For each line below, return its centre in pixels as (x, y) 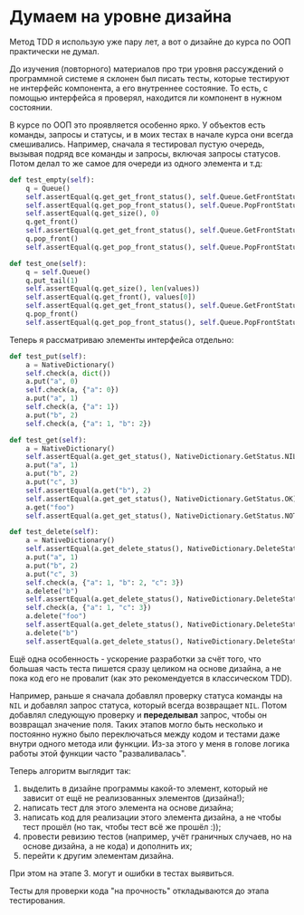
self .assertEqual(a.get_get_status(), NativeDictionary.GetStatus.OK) (161, 499)
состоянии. (31, 107)
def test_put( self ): (48, 356)
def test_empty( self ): (52, 180)
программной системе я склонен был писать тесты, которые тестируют (149, 78)
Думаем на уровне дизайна (121, 17)
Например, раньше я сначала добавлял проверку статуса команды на (146, 695)
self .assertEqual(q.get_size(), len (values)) (113, 289)
